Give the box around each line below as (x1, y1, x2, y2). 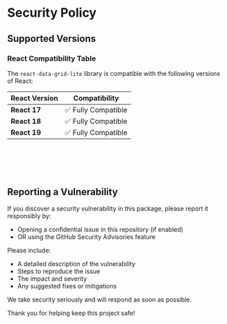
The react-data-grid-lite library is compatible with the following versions (7, 69, 221, 77)
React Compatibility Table (7, 54, 96, 63)
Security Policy (7, 5, 97, 21)
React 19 (10, 128, 42, 137)
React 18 (10, 116, 42, 126)
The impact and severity (17, 275, 87, 283)
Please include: (7, 246, 51, 255)
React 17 (10, 105, 42, 114)
